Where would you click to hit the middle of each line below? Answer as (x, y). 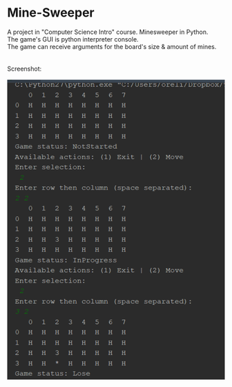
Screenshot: (25, 69)
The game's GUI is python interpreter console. (73, 39)
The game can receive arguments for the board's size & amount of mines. (112, 46)
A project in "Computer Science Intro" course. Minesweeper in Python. (108, 32)
